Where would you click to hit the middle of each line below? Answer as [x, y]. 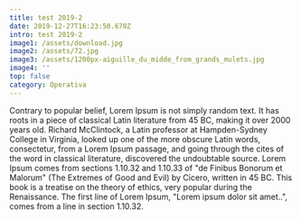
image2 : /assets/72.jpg [54, 51]
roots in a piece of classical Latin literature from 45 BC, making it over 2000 [150, 120]
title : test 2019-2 [46, 18]
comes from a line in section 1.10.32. [77, 206]
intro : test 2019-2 [46, 34]
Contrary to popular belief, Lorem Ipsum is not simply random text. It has [145, 110]
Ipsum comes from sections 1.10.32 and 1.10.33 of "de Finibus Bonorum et [146, 168]
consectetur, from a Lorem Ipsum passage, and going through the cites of [147, 149]
